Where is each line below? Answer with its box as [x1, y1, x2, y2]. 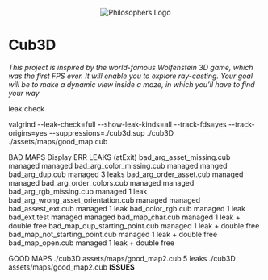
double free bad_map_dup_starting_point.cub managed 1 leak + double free [8, 220, 260, 230]
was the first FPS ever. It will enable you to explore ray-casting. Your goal [8, 71, 253, 81]
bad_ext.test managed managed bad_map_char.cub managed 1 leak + [8, 212, 241, 222]
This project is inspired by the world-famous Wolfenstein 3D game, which [8, 62, 253, 72]
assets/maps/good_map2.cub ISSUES [8, 262, 135, 272]
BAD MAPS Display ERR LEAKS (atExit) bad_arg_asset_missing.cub [8, 152, 231, 161]
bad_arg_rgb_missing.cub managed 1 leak [8, 186, 148, 196]
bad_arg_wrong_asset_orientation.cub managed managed [8, 194, 200, 205]
